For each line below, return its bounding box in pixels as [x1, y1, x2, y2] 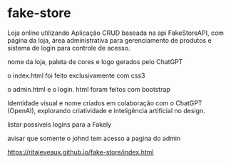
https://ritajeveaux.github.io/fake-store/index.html [7, 147, 154, 156]
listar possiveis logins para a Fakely [7, 120, 112, 129]
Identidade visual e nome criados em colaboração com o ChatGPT [7, 98, 202, 107]
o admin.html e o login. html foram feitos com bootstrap [7, 85, 171, 93]
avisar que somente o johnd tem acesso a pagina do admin [7, 134, 181, 142]
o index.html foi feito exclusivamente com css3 [7, 71, 145, 80]
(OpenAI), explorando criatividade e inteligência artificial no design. [7, 106, 205, 115]
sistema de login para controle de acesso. [7, 43, 130, 52]
